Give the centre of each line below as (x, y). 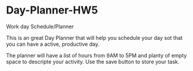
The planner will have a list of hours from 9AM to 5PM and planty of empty (96, 55)
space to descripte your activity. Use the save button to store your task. (93, 62)
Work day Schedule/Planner (40, 26)
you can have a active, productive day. (53, 44)
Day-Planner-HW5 (52, 10)
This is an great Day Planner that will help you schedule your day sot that (94, 38)
